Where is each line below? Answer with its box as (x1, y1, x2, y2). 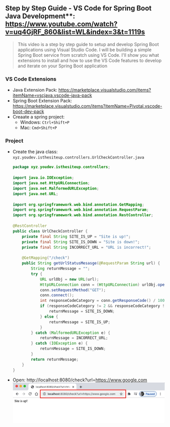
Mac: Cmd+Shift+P (20, 125, 57, 131)
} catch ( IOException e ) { (31, 341, 88, 346)
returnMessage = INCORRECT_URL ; (39, 335, 108, 341)
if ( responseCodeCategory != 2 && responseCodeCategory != (39, 303, 167, 308)
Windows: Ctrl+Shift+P (20, 119, 70, 126)
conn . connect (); (39, 293, 74, 298)
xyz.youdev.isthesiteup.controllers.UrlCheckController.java (12, 155, 145, 160)
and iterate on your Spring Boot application (17, 63, 108, 69)
